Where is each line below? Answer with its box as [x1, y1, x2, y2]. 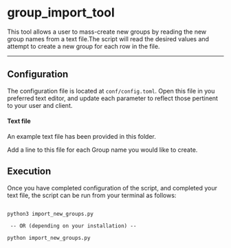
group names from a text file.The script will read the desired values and [7, 34, 210, 43]
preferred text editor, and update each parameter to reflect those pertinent [7, 94, 219, 102]
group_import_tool [7, 5, 115, 21]
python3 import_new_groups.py [7, 210, 94, 217]
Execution [7, 166, 52, 177]
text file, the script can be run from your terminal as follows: [7, 191, 177, 199]
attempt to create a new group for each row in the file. [7, 42, 160, 50]
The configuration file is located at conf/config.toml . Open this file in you [7, 87, 215, 95]
